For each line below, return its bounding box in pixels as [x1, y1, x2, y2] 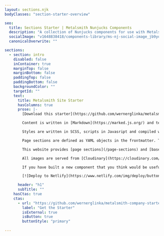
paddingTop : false [13, 75, 51, 80]
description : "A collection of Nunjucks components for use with [9, 30, 145, 35]
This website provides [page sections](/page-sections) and [22, 147, 147, 152]
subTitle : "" [17, 187, 45, 192]
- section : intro [9, 52, 45, 57]
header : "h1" [17, 183, 45, 187]
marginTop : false [13, 66, 49, 71]
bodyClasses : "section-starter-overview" [4, 12, 91, 17]
